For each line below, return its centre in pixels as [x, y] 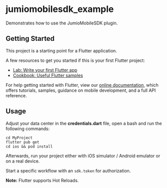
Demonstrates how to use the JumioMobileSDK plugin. [62, 23]
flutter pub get [22, 142]
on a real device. [23, 161]
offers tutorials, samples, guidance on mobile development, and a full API [81, 90]
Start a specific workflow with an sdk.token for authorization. [68, 171]
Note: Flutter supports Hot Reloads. [42, 180]
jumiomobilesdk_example [60, 9]
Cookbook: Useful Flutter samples [48, 75]
